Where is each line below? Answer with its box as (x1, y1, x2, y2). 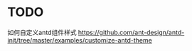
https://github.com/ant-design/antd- (78, 28, 185, 36)
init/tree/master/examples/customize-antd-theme (7, 36, 153, 44)
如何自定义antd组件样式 (7, 28, 77, 36)
